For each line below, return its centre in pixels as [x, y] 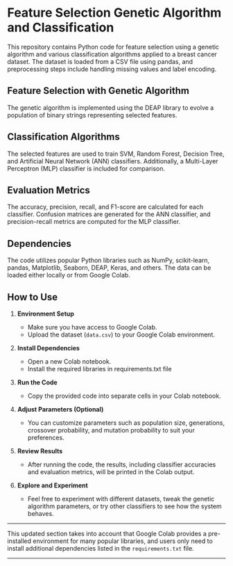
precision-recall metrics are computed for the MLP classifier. [94, 222]
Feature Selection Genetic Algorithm [114, 13]
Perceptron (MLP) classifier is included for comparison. [86, 168]
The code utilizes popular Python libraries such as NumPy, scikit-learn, [109, 260]
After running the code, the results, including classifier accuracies [122, 464]
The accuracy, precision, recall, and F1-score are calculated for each [105, 207]
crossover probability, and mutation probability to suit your [111, 430]
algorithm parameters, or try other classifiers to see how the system [124, 506]
